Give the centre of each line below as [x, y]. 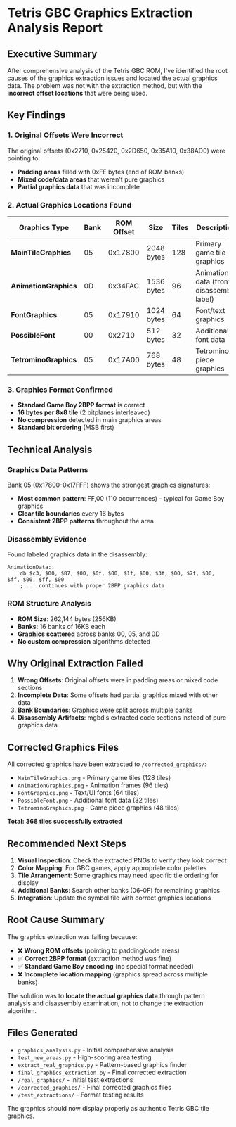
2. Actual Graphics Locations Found [70, 205]
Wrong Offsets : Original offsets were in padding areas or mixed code [118, 680]
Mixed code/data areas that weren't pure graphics [91, 179]
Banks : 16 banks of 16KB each [61, 626]
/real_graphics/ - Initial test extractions [75, 1080]
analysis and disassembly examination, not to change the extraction [105, 1003]
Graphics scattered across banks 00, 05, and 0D [88, 634]
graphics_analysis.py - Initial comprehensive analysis [96, 1050]
